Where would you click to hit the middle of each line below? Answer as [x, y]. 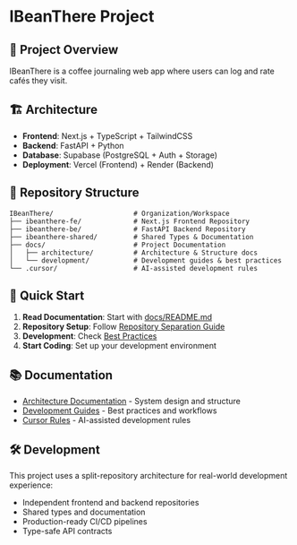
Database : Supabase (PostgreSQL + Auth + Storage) [119, 155]
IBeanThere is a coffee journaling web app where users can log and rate [142, 71]
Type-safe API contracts [67, 532]
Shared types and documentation [84, 512]
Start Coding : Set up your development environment [119, 346]
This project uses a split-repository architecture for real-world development [148, 476]
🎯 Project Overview [64, 50]
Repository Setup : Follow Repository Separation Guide [123, 327]
